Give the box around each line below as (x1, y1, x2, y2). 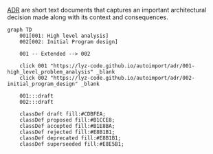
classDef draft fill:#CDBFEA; (19, 111, 106, 118)
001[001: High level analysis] (19, 32, 109, 39)
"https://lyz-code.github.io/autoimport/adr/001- (50, 63, 195, 69)
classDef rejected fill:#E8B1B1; (19, 129, 115, 135)
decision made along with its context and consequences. (7, 13, 168, 21)
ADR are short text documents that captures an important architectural (7, 6, 207, 14)
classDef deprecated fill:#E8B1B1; (19, 135, 122, 142)
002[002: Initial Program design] (19, 38, 118, 45)
